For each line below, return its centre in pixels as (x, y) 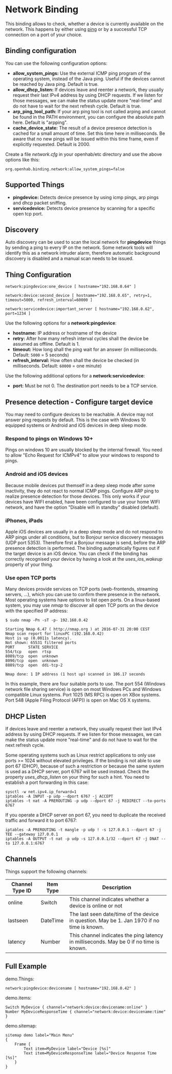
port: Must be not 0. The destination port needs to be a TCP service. (85, 386)
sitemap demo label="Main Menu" (40, 1035)
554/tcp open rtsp (28, 652)
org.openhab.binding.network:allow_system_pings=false (65, 169)
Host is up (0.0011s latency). (39, 638)
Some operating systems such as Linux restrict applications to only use (80, 755)
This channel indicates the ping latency (116, 935)
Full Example (26, 966)
